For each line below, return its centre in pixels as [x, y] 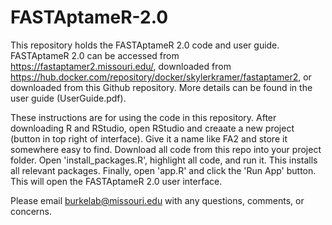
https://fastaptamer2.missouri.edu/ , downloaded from [121, 66]
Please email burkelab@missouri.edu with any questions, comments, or [157, 200]
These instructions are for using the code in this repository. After [143, 117]
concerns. [31, 211]
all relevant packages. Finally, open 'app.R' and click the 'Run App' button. [163, 170]
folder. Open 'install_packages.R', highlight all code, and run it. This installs [164, 160]
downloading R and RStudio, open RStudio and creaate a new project [152, 128]
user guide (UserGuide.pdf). [68, 98]
